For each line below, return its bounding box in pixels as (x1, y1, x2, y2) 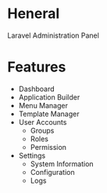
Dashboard (18, 84, 55, 93)
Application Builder (18, 92, 80, 102)
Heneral (7, 5, 60, 23)
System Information (30, 158, 95, 169)
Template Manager (18, 109, 80, 118)
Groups (30, 126, 55, 135)
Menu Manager (18, 100, 68, 110)
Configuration (30, 167, 75, 177)
